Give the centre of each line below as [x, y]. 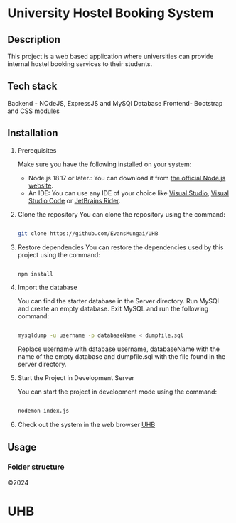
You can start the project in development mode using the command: [117, 392]
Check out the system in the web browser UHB [86, 425]
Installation [33, 133]
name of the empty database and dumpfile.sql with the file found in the [122, 357]
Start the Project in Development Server [76, 378]
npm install [35, 274]
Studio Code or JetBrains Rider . [74, 200]
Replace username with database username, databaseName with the [119, 349]
